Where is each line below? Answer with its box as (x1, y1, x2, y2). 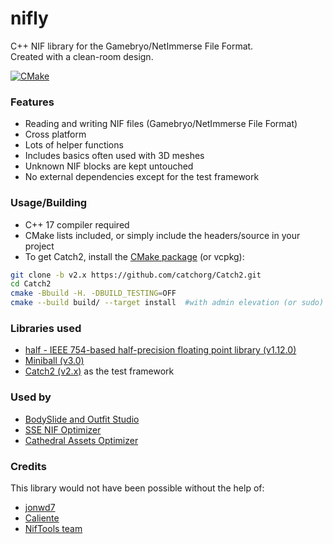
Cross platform (24, 128, 87, 141)
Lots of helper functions (24, 139, 124, 151)
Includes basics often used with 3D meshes (24, 150, 205, 162)
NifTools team (24, 522, 83, 534)
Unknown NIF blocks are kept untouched (24, 160, 194, 172)
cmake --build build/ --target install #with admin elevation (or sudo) (10, 298, 325, 308)
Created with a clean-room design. (10, 50, 154, 62)
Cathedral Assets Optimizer (24, 434, 139, 446)
